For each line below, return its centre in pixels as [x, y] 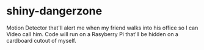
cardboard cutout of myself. [41, 40]
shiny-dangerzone [54, 11]
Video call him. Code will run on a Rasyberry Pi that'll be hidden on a [93, 34]
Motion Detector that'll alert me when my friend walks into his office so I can [102, 28]
